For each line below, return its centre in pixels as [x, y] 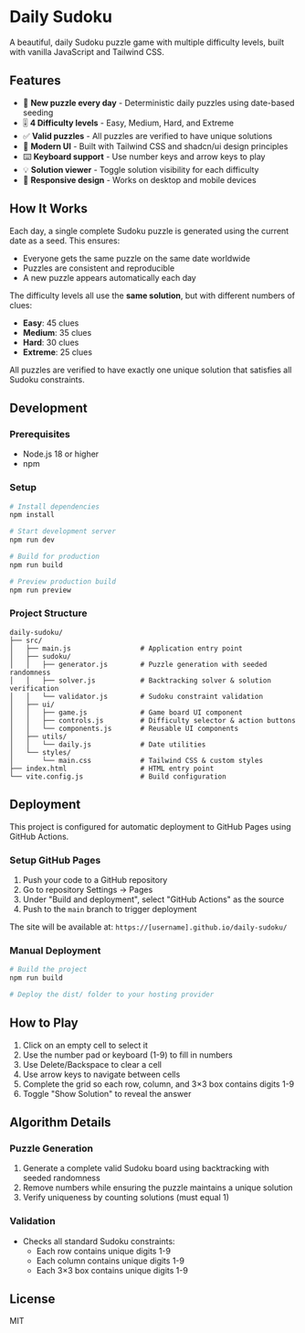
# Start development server [63, 532]
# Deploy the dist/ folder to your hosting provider [112, 994]
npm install [32, 515]
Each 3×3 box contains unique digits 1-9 [112, 1270]
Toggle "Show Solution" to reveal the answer [107, 1093]
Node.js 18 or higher [61, 454]
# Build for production [55, 557]
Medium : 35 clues [57, 332]
